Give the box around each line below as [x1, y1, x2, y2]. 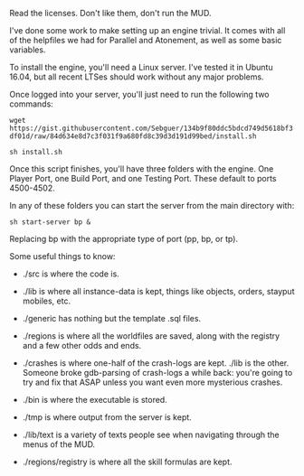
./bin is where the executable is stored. [22, 395, 167, 405]
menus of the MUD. [22, 439, 96, 450]
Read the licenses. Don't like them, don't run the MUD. [9, 8, 212, 18]
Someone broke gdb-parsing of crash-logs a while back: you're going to [22, 368, 293, 378]
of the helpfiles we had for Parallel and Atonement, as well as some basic [9, 35, 282, 45]
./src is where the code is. [22, 268, 119, 279]
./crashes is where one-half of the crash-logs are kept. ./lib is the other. [22, 358, 290, 369]
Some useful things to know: [9, 251, 116, 261]
